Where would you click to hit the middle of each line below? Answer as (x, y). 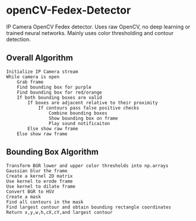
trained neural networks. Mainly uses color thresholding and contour (90, 33)
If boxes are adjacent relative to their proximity (93, 103)
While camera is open (33, 77)
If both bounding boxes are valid (59, 97)
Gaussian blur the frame (37, 171)
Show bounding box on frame (83, 118)
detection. (19, 39)
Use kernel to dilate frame (41, 186)
